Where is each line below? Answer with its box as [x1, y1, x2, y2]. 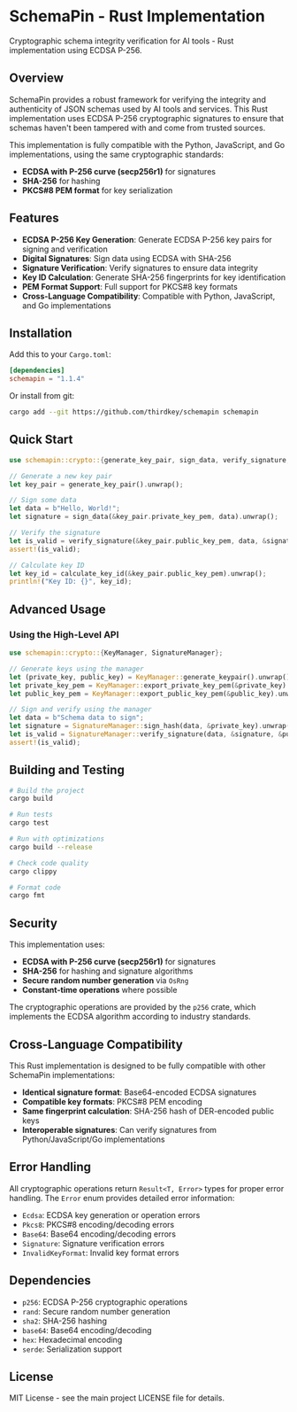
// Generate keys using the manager [9, 664, 144, 673]
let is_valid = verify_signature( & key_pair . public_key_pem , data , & [9, 536, 267, 546]
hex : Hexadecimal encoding [21, 1334, 123, 1345]
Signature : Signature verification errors [21, 1237, 165, 1248]
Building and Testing [9, 763, 126, 778]
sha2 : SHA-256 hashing [21, 1315, 108, 1326]
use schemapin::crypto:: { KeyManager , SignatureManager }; [9, 648, 224, 657]
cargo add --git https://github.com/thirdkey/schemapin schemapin [9, 407, 259, 417]
